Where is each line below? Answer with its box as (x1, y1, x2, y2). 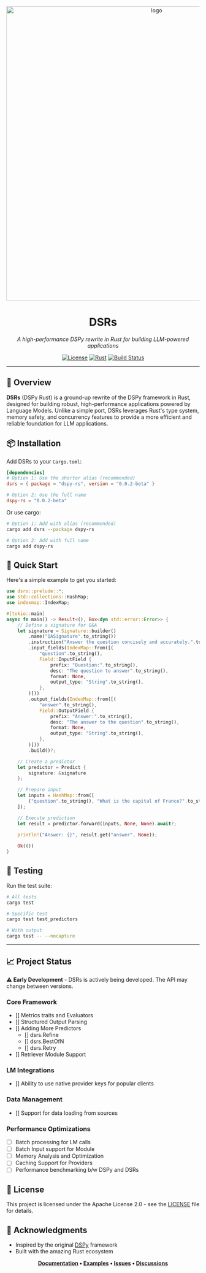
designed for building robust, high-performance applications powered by (6, 400, 191, 407)
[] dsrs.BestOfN (24, 1038, 64, 1045)
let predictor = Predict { (17, 764, 86, 770)
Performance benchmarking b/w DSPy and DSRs (15, 1166, 139, 1174)
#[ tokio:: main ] (6, 610, 45, 617)
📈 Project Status (6, 957, 72, 967)
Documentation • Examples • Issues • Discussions (37, 1260, 169, 1267)
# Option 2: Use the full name (6, 492, 86, 499)
